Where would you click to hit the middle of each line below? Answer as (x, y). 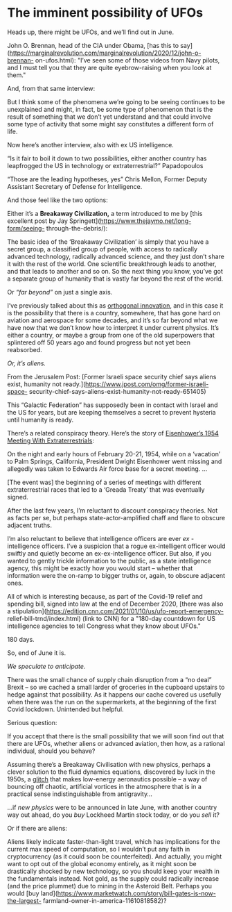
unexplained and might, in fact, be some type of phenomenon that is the (110, 109)
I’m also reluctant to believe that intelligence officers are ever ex (98, 538)
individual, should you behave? (51, 751)
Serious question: (32, 722)
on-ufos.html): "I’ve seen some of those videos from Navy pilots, (127, 60)
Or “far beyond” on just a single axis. (60, 292)
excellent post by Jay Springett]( (54, 221)
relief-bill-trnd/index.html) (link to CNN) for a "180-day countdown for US (111, 618)
